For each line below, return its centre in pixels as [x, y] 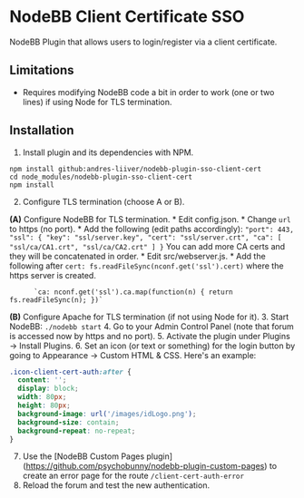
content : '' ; [42, 380]
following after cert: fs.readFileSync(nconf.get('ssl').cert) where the [147, 266]
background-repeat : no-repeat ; [77, 431]
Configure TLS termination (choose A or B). [103, 201]
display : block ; [48, 389]
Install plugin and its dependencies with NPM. [108, 152]
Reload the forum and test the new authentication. [116, 485]
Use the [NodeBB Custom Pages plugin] [98, 456]
